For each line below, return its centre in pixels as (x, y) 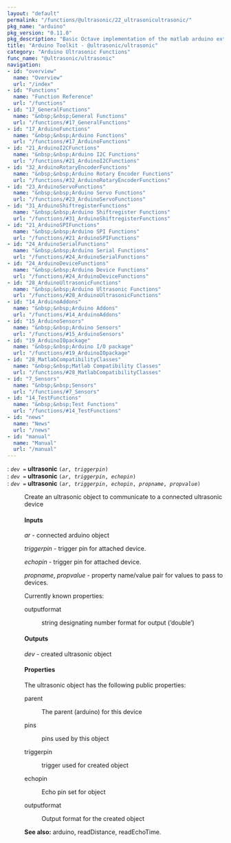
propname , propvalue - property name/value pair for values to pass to (124, 576)
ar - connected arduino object (67, 536)
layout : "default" (33, 13)
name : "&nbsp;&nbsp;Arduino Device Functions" (81, 270)
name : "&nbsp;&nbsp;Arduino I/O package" (74, 347)
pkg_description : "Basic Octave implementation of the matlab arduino (110, 39)
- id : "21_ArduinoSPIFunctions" (53, 225)
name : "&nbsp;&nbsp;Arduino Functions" (70, 135)
